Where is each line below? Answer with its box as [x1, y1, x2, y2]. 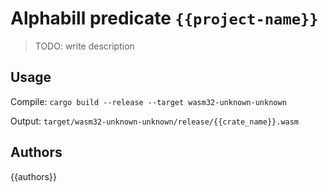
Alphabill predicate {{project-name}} [10, 7, 319, 30]
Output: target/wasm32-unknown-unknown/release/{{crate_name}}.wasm [10, 115, 300, 127]
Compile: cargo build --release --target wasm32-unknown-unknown [10, 95, 287, 107]
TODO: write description [34, 40, 135, 52]
